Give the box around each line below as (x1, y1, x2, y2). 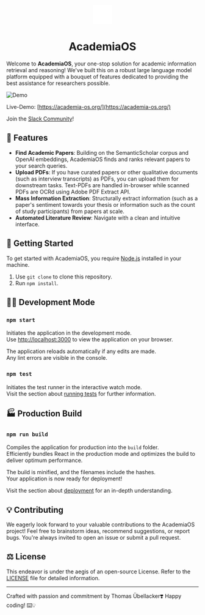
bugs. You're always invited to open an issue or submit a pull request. (6, 534, 181, 542)
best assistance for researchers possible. (6, 79, 110, 87)
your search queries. (15, 162, 68, 170)
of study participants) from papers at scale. (15, 207, 125, 215)
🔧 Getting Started (6, 238, 74, 249)
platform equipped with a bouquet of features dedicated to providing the (6, 73, 189, 80)
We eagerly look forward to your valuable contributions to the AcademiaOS (6, 521, 195, 528)
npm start (6, 316, 35, 323)
